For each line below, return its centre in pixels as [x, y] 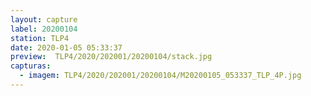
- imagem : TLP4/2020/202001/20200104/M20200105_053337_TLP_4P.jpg [160, 76]
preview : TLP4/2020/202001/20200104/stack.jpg [111, 57]
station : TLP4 [40, 38]
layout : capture [44, 19]
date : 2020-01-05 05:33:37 [66, 47]
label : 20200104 [44, 29]
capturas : [31, 66]
